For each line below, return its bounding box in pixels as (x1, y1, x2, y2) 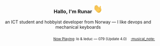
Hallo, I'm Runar (54, 8, 92, 15)
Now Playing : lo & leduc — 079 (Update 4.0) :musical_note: (53, 37, 155, 42)
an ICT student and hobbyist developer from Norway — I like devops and (5, 19, 151, 25)
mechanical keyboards (55, 24, 101, 30)
